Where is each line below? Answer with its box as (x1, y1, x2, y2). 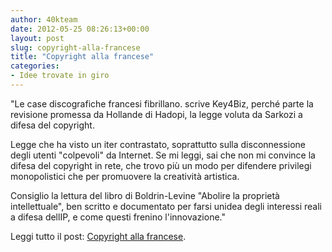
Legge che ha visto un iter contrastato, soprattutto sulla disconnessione (10, 138, 306, 150)
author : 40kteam (10, 14, 78, 25)
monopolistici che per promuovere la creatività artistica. (10, 170, 240, 182)
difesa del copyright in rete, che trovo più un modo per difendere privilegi (10, 159, 312, 171)
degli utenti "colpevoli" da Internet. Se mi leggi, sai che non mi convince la (10, 149, 316, 161)
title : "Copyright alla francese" (10, 52, 155, 62)
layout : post (10, 33, 65, 43)
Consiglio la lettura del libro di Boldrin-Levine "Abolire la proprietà (10, 189, 280, 201)
